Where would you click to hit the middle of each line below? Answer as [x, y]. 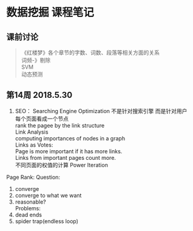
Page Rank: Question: [33, 177]
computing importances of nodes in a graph [70, 138]
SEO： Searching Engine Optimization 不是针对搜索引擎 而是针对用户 [101, 111]
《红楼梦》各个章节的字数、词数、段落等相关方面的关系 [90, 53]
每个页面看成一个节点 [42, 119]
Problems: [28, 208]
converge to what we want [48, 195]
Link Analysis [32, 132]
